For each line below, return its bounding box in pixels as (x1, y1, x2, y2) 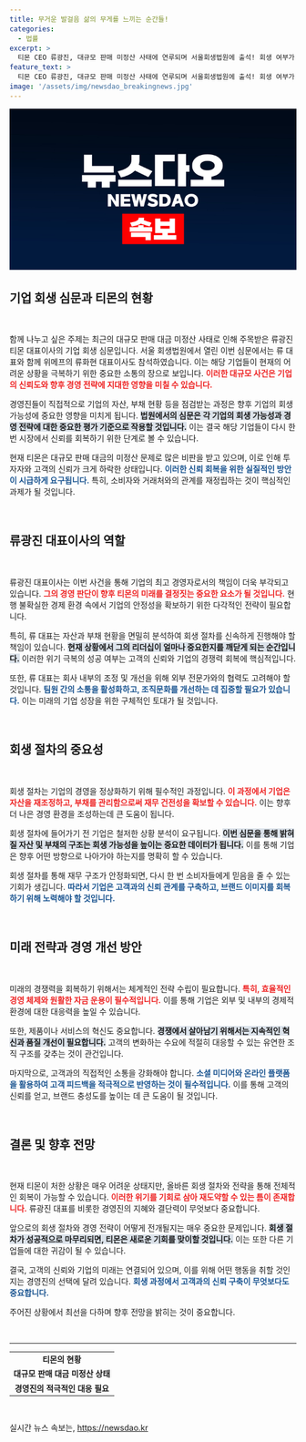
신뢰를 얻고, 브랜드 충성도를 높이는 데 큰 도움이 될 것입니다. (9, 1089, 219, 1101)
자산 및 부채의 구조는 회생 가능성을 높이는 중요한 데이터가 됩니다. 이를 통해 (18, 839, 278, 850)
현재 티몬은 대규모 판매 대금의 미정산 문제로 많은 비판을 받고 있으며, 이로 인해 (9, 452, 281, 464)
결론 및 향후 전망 (9, 1137, 96, 1152)
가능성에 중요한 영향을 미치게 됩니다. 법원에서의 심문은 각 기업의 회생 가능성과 (9, 410, 282, 421)
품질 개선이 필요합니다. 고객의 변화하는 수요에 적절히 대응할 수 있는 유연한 (25, 1037, 286, 1048)
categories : (9, 24, 55, 34)
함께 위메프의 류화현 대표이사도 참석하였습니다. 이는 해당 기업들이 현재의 (25, 356, 282, 368)
